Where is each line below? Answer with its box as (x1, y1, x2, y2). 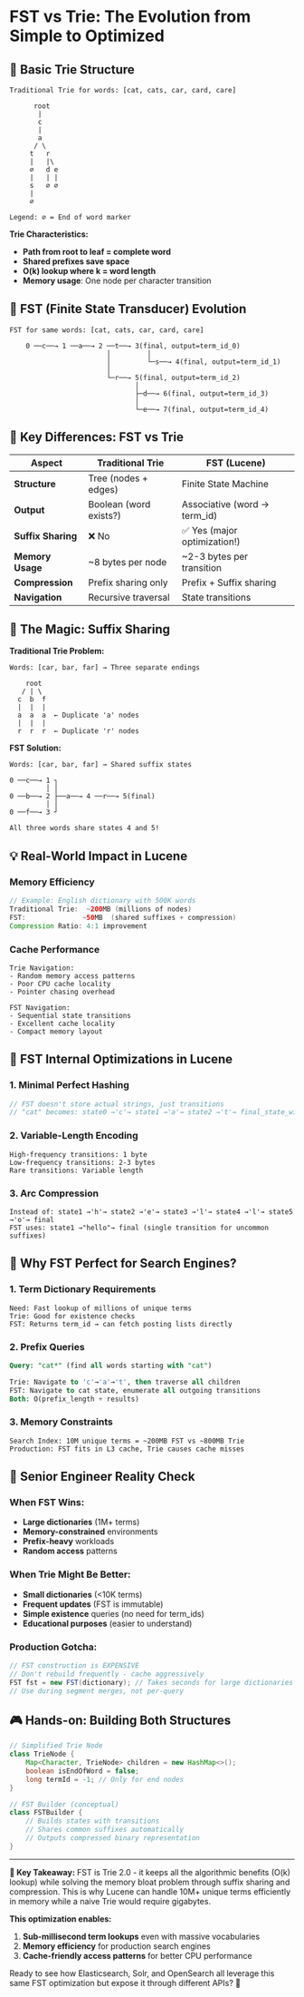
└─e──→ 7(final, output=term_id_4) (134, 405, 270, 414)
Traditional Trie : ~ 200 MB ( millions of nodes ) (9, 905, 193, 914)
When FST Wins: (9, 1496, 85, 1509)
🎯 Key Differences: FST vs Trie (9, 429, 184, 445)
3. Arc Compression (9, 1187, 100, 1199)
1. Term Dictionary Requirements (9, 1283, 157, 1296)
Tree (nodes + (88, 472, 148, 485)
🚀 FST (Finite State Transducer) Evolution (9, 301, 247, 317)
